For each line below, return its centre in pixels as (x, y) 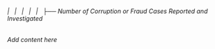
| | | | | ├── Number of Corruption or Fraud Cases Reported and (107, 11)
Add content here (32, 40)
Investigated (25, 18)
